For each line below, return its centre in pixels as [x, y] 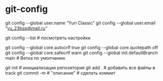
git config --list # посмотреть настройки [48, 38]
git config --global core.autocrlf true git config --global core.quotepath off [82, 47]
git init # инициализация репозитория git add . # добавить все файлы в [80, 68]
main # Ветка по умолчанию [35, 58]
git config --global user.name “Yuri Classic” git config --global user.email [80, 23]
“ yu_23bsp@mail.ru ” [26, 28]
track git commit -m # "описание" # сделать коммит [60, 73]
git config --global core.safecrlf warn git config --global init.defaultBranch [82, 53]
